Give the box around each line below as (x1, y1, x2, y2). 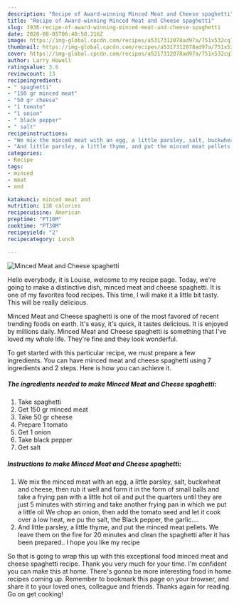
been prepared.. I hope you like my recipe (17, 538, 140, 546)
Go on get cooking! (7, 590, 64, 599)
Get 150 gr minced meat (17, 405, 89, 414)
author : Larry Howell (7, 57, 72, 64)
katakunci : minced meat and (7, 195, 91, 203)
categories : (7, 150, 43, 157)
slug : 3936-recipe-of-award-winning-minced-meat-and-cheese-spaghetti (7, 24, 221, 31)
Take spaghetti (17, 397, 62, 407)
